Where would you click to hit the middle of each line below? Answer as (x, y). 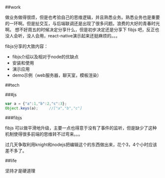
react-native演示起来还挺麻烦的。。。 (84, 36)
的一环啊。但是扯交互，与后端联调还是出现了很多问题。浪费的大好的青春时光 (82, 23)
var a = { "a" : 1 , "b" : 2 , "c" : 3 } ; (36, 104)
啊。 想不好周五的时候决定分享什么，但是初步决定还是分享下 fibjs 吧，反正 (80, 30)
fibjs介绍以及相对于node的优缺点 (45, 57)
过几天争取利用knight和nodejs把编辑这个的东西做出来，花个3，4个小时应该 (81, 144)
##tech (12, 85)
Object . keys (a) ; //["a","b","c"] (44, 108)
